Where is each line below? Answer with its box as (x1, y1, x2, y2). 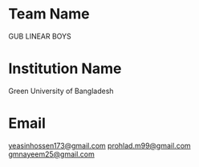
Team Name (8, 5, 90, 23)
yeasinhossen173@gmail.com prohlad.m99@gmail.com (8, 141, 191, 150)
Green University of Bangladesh (8, 86, 114, 96)
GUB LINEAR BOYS (8, 31, 72, 41)
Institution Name (8, 59, 122, 78)
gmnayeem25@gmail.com (8, 149, 95, 159)
